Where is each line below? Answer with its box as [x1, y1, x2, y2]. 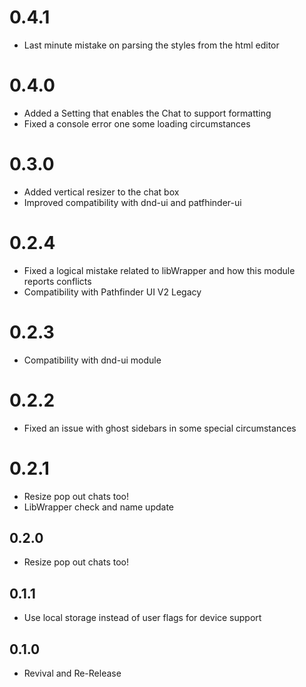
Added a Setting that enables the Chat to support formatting [23, 107, 272, 119]
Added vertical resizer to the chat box [23, 186, 180, 198]
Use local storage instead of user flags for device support [23, 612, 262, 624]
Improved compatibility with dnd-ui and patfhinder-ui [23, 196, 242, 208]
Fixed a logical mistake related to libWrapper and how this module [23, 264, 296, 276]
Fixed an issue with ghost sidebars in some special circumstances [23, 422, 297, 434]
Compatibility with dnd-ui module [23, 354, 162, 366]
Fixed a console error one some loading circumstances [23, 117, 251, 130]
